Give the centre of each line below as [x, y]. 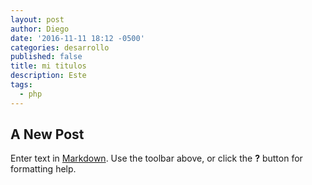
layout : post [37, 19]
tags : [21, 85]
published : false [46, 57]
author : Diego [40, 29]
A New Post [47, 134]
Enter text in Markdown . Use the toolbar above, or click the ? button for [156, 158]
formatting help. [43, 169]
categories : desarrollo [60, 47]
